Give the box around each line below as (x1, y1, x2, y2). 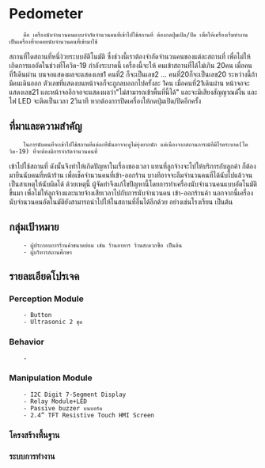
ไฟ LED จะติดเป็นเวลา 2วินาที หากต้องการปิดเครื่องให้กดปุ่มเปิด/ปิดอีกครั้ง (9, 96, 202, 105)
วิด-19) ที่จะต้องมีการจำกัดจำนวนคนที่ (9, 147, 98, 155)
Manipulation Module (9, 372, 93, 383)
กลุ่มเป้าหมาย (9, 221, 59, 234)
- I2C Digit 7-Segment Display (23, 391, 127, 398)
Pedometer (9, 5, 84, 23)
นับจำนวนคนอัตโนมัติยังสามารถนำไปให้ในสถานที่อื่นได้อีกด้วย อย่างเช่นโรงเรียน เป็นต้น (9, 197, 233, 206)
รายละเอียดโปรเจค (9, 270, 80, 283)
